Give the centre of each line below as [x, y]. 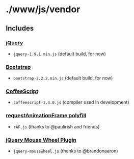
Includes [20, 28]
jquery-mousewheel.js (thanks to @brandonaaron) [66, 151]
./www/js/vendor [43, 9]
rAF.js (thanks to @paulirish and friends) [56, 126]
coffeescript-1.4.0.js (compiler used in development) [71, 102]
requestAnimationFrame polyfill [46, 116]
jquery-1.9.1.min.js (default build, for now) [60, 54]
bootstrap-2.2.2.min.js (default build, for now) [63, 78]
